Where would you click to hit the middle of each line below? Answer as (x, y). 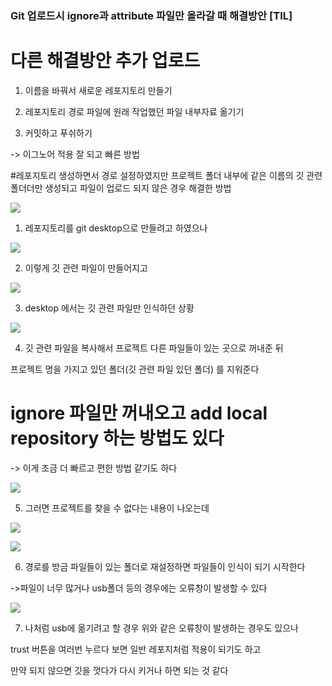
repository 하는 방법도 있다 (117, 438)
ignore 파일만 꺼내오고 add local (139, 413)
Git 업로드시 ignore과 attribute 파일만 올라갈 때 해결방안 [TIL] (151, 15)
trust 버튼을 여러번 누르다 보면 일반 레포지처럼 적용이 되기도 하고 (136, 649)
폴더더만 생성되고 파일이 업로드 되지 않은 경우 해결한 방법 (121, 188)
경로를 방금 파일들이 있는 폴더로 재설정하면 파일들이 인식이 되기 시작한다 (165, 566)
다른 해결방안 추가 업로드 (105, 61)
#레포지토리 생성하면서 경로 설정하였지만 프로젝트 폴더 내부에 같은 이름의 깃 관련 (166, 175)
